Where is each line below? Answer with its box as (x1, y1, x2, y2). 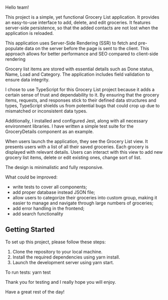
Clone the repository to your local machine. (12, 248, 102, 254)
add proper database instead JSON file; (12, 189, 95, 195)
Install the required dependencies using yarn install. (12, 254, 120, 260)
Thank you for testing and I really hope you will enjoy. (5, 279, 116, 285)
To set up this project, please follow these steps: (5, 239, 106, 245)
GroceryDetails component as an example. (5, 128, 94, 135)
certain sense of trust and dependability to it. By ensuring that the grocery (5, 92, 159, 98)
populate (5, 46, 24, 51)
